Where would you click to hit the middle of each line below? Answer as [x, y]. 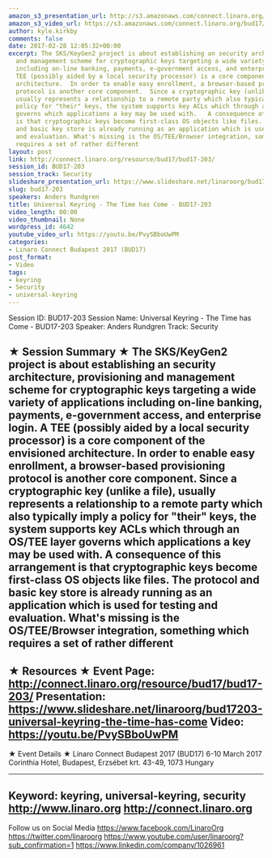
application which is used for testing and [113, 605]
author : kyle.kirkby [43, 31]
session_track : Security [50, 174]
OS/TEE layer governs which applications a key [130, 542]
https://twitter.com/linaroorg [55, 837]
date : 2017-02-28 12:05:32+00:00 [65, 46]
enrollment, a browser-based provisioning [117, 466]
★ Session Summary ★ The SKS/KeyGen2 [118, 352]
